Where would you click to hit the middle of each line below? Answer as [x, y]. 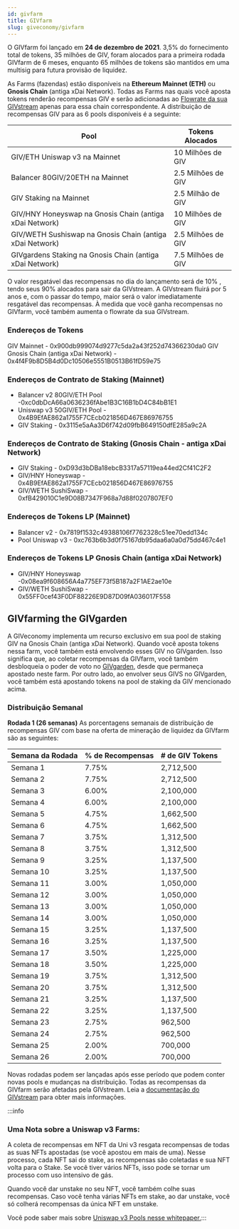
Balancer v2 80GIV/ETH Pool [60, 394]
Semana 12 [30, 894]
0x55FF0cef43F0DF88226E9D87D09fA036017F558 [94, 596]
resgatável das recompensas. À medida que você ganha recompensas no [115, 304]
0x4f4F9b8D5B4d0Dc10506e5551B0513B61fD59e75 [84, 361]
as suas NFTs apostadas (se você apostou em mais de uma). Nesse [107, 1152]
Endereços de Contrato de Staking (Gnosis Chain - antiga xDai [117, 444]
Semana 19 [30, 976]
